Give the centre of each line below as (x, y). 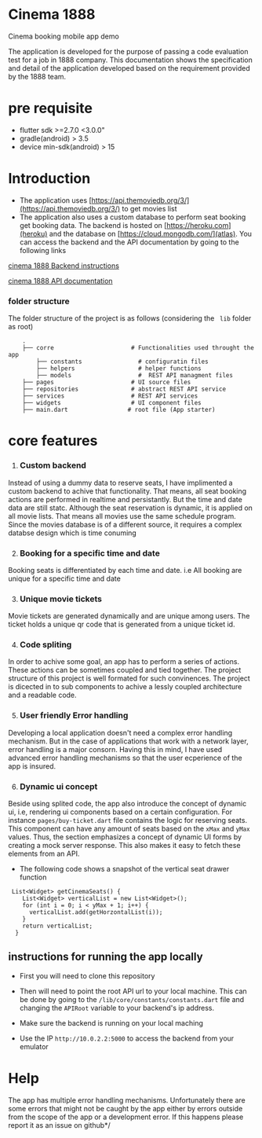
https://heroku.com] (199, 225)
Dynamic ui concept (58, 786)
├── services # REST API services (110, 396)
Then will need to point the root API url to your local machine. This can (133, 991)
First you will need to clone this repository (87, 975)
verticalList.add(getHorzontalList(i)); (96, 912)
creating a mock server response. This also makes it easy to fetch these (124, 846)
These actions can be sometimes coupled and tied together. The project (125, 670)
